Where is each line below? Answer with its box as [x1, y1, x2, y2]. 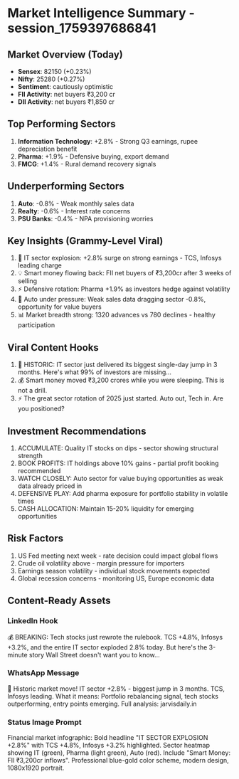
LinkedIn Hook [7, 616, 58, 626]
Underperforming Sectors [7, 180, 124, 193]
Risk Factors [7, 532, 64, 545]
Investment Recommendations [7, 425, 147, 437]
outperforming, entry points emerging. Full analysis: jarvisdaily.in [7, 699, 197, 708]
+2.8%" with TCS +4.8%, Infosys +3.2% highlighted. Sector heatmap [7, 741, 210, 750]
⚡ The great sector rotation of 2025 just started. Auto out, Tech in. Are [17, 394, 224, 403]
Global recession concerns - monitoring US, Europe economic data [17, 574, 215, 583]
